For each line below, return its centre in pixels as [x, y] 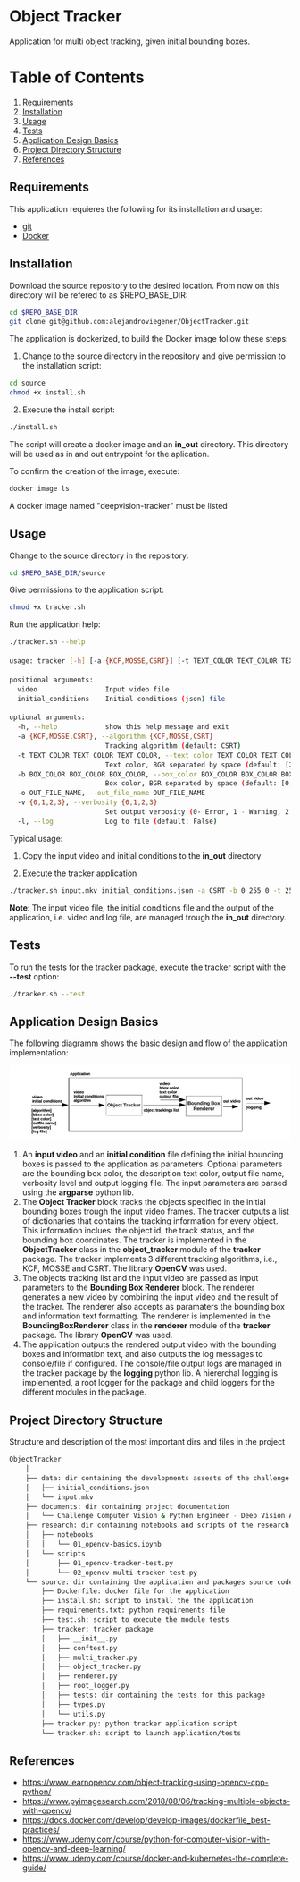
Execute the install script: [69, 410]
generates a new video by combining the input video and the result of [150, 1297]
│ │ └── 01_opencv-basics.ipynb [94, 1545]
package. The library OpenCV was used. [97, 1335]
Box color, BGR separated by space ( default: [191, 784]
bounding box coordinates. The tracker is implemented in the [134, 1240]
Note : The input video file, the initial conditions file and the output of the [142, 907]
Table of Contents [77, 77]
